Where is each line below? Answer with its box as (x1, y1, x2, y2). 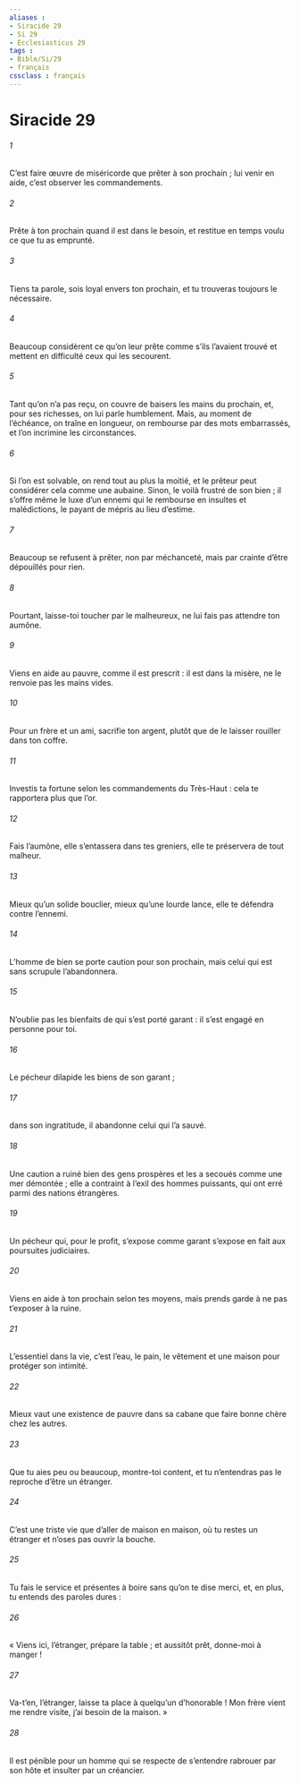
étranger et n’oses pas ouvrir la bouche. (9, 1533, 156, 1544)
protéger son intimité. (9, 1361, 88, 1371)
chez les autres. (9, 1418, 69, 1429)
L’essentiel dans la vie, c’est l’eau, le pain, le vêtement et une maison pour (9, 1351, 280, 1361)
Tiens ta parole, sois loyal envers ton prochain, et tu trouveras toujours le (9, 283, 278, 294)
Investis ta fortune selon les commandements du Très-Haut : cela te (9, 783, 259, 794)
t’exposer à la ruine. (9, 1303, 82, 1313)
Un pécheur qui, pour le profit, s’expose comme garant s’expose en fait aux (9, 1235, 287, 1246)
